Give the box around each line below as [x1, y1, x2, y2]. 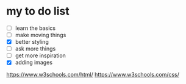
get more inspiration [15, 52, 66, 59]
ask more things [15, 45, 56, 52]
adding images [15, 59, 53, 66]
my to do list [6, 4, 70, 18]
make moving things [15, 32, 66, 38]
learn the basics [15, 24, 56, 32]
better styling [15, 38, 49, 46]
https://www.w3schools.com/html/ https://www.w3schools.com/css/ [6, 71, 180, 79]
